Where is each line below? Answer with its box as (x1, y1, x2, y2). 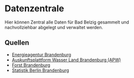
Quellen (4, 39, 29, 47)
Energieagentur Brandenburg (11, 52, 71, 57)
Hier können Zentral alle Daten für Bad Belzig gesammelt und (4, 19, 130, 25)
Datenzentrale (4, 3, 64, 14)
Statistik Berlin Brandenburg (11, 67, 70, 73)
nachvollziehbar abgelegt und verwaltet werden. (4, 24, 103, 30)
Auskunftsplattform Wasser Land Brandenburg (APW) (11, 57, 121, 63)
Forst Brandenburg (11, 62, 50, 68)
